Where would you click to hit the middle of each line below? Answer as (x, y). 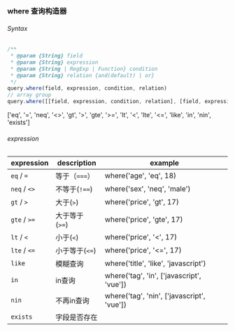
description (77, 163)
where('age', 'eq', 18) (141, 175)
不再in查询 (72, 301)
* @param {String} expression (54, 62)
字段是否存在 (77, 317)
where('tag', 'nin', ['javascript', (155, 296)
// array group (29, 95)
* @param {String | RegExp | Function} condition (84, 69)
